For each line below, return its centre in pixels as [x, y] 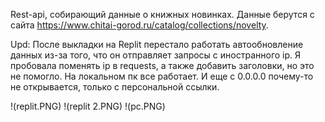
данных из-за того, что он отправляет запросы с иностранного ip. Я [156, 55]
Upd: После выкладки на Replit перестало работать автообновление [157, 44]
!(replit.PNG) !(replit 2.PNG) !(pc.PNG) [88, 106]
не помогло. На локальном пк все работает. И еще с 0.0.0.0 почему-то [162, 76]
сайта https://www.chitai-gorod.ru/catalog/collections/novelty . [139, 25]
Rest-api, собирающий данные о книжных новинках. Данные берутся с [162, 14]
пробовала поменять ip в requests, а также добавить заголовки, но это [162, 65]
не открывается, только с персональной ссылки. [115, 87]
